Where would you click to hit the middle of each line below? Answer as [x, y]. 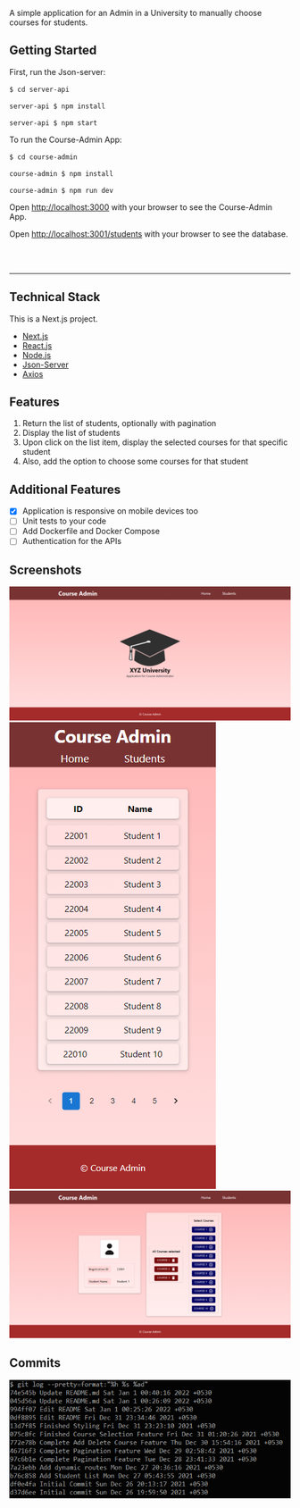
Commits [35, 1363]
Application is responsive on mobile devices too [110, 511]
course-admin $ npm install [62, 173]
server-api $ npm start [54, 123]
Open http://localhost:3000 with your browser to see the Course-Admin [141, 207]
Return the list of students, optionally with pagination [119, 423]
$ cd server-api [39, 89]
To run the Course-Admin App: [66, 139]
